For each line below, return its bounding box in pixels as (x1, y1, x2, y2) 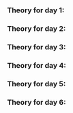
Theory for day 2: (7, 23, 66, 33)
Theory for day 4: (7, 60, 67, 70)
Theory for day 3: (7, 42, 66, 51)
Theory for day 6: (7, 97, 66, 107)
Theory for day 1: (7, 5, 65, 15)
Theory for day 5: (7, 79, 66, 88)
